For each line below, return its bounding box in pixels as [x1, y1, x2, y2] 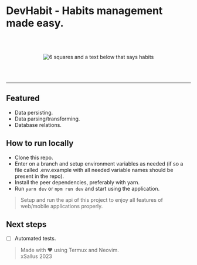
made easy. [6, 16, 64, 30]
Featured [6, 94, 40, 104]
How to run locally [6, 139, 74, 149]
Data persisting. [14, 109, 53, 116]
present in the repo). [14, 173, 64, 180]
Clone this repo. [14, 154, 53, 161]
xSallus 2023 [20, 253, 53, 260]
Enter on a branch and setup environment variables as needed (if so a [14, 160, 184, 167]
